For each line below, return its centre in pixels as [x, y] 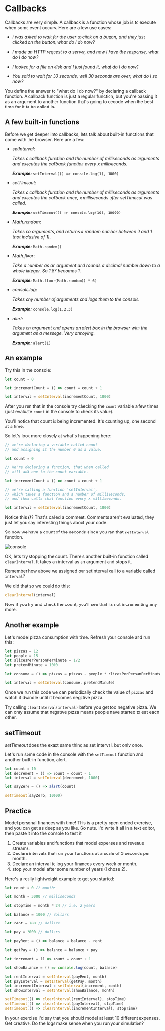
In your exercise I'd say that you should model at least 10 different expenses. [82, 1018]
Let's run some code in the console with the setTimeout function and [74, 754]
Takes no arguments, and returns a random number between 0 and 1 [82, 231]
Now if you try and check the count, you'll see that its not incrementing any [81, 604]
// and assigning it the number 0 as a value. [54, 450]
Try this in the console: [28, 370]
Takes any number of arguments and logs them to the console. [76, 299]
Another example [32, 625]
